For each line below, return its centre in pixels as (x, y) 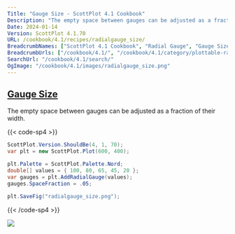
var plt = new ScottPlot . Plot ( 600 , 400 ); (69, 151)
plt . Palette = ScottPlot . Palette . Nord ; (65, 164)
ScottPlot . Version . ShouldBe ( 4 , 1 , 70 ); (65, 145)
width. (16, 118)
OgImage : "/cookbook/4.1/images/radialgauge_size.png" (89, 66)
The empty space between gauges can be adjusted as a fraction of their (111, 111)
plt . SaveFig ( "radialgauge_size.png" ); (64, 196)
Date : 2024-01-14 (33, 27)
